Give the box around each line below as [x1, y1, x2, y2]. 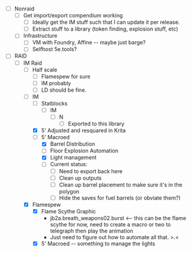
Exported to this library [68, 120, 125, 128]
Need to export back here [59, 167, 123, 174]
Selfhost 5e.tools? [32, 46, 77, 53]
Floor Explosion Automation [50, 147, 118, 155]
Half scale [32, 66, 58, 73]
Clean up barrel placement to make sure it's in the [59, 181, 182, 188]
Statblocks [41, 100, 68, 107]
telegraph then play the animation [50, 227, 133, 234]
